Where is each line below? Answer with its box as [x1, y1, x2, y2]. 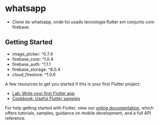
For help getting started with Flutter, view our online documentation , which [5, 105, 154, 110]
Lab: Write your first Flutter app [12, 90, 75, 96]
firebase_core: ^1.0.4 [12, 56, 54, 62]
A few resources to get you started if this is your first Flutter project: [5, 81, 141, 87]
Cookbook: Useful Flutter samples [12, 95, 80, 101]
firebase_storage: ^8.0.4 [12, 66, 61, 72]
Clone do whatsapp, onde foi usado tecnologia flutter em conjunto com [12, 19, 155, 25]
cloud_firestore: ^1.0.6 [12, 71, 56, 78]
